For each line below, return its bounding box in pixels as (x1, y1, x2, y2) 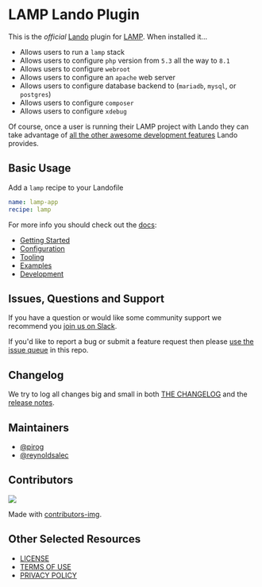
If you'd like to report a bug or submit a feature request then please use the (8, 337, 254, 346)
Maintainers (8, 421, 70, 434)
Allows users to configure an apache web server (19, 72, 176, 82)
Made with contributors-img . (8, 509, 102, 519)
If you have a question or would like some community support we (8, 313, 222, 322)
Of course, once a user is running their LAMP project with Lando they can (8, 122, 249, 131)
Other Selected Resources (8, 532, 141, 546)
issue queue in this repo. (8, 346, 89, 355)
